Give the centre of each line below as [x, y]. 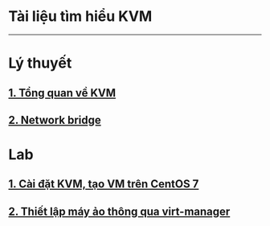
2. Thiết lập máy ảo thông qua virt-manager [119, 211]
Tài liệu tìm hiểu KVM [80, 16]
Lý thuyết [40, 63]
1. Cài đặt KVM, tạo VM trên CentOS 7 [104, 184]
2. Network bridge [55, 120]
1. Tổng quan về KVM [62, 93]
